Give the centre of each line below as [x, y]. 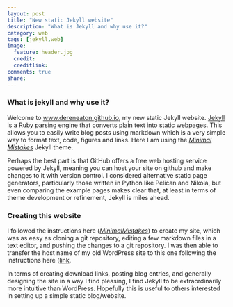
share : [17, 78]
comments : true [29, 72]
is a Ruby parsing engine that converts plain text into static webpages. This [115, 125]
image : [17, 46]
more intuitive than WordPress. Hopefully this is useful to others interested [114, 288]
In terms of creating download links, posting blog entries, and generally [109, 273]
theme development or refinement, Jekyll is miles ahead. [88, 197]
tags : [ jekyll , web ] [35, 40]
